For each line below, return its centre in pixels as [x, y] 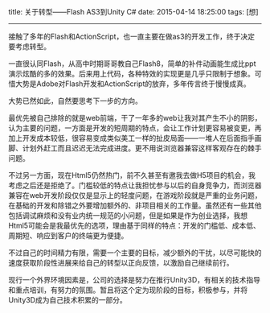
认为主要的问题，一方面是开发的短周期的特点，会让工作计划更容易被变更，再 [135, 128]
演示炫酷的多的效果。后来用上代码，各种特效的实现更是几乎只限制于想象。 [131, 74]
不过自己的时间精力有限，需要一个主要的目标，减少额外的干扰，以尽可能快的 [135, 253]
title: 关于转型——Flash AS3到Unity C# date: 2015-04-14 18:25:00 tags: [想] [133, 12]
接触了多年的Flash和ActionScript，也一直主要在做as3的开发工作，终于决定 [132, 36]
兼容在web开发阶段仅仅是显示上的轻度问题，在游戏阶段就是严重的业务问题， [135, 195]
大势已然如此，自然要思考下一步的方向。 [75, 101]
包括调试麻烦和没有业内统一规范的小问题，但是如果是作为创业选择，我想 [128, 215]
